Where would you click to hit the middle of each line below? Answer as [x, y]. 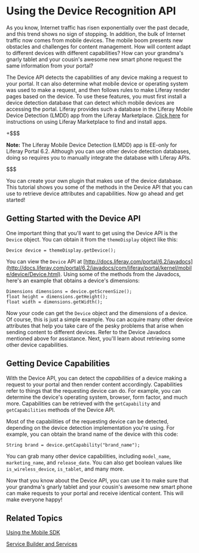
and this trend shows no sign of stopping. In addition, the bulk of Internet [96, 33]
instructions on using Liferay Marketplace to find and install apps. [87, 121]
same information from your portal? [50, 65]
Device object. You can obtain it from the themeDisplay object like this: [92, 239]
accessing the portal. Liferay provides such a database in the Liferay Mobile [99, 109]
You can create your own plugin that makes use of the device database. [95, 181]
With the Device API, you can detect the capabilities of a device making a [97, 378]
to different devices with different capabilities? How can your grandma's [95, 53]
